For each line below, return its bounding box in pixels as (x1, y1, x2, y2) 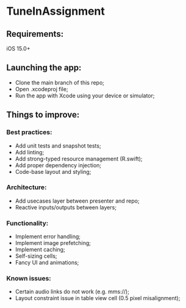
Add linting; (15, 148, 45, 156)
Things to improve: (6, 110, 80, 120)
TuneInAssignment (6, 4, 106, 18)
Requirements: (6, 29, 64, 39)
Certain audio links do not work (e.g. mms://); (15, 288, 130, 295)
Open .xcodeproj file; (15, 85, 68, 92)
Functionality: (6, 219, 49, 227)
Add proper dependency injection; (15, 161, 102, 169)
